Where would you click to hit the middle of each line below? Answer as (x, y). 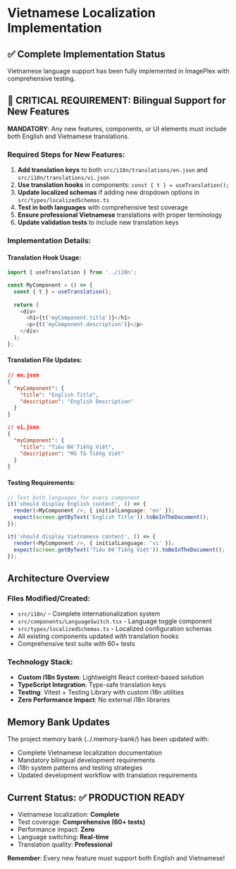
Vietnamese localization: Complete (68, 814)
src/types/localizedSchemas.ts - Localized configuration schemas (115, 629)
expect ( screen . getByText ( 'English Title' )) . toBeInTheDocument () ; (112, 517)
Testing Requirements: (41, 482)
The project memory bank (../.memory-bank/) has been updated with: (108, 739)
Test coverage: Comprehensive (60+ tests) (81, 822)
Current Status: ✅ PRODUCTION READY (96, 797)
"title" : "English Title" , (60, 395)
